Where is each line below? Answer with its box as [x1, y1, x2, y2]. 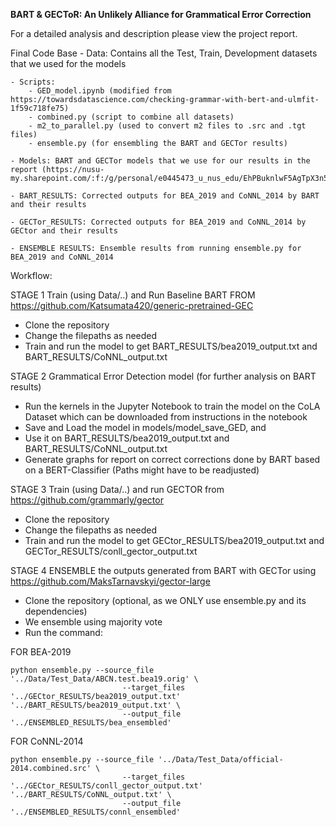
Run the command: [24, 627, 103, 638]
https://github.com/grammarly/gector [10, 494, 164, 506]
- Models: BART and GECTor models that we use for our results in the [10, 156, 311, 166]
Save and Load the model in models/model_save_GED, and [24, 422, 267, 433]
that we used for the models [10, 58, 127, 69]
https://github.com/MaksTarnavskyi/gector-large [10, 575, 211, 587]
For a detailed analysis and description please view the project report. [10, 28, 298, 39]
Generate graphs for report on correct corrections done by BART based [24, 454, 321, 465]
